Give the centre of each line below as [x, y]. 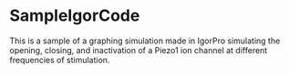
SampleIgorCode [75, 16]
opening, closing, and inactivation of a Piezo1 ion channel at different [139, 50]
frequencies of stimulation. [60, 60]
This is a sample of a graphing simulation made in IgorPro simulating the [145, 41]
